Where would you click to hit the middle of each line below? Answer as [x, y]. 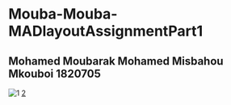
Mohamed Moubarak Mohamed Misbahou [116, 61]
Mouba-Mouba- [63, 14]
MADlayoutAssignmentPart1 [106, 31]
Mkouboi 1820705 [55, 73]
